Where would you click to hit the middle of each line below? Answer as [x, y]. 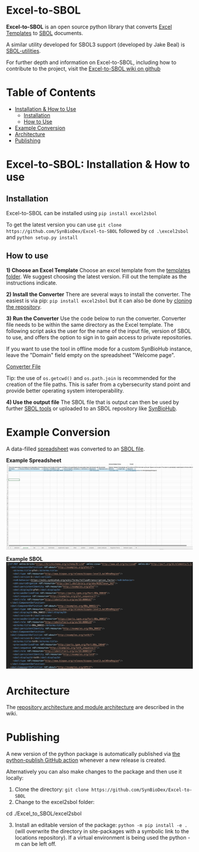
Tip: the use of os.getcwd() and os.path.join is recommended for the [91, 378]
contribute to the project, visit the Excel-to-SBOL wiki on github [84, 68]
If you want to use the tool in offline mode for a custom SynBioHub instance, [99, 349]
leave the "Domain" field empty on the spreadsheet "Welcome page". [91, 355]
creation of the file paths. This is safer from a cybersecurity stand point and [98, 384]
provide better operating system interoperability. [65, 390]
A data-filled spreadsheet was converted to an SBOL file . [76, 449]
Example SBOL [25, 559]
